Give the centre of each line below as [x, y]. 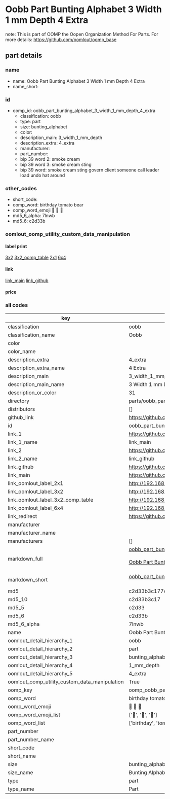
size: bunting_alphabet [44, 127]
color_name [22, 352]
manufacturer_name [32, 533]
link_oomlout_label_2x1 [36, 483]
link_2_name [23, 459]
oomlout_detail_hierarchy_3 [40, 657]
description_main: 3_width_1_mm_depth [61, 137]
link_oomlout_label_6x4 [36, 508]
